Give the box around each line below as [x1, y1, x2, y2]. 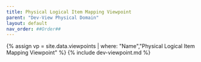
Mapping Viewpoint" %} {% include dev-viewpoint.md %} [6, 49, 151, 57]
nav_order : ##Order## [6, 26, 61, 32]
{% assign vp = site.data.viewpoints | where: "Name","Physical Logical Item [6, 43, 196, 50]
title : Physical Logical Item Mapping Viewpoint [6, 9, 132, 15]
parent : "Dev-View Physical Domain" [6, 15, 99, 21]
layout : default [6, 20, 47, 26]
